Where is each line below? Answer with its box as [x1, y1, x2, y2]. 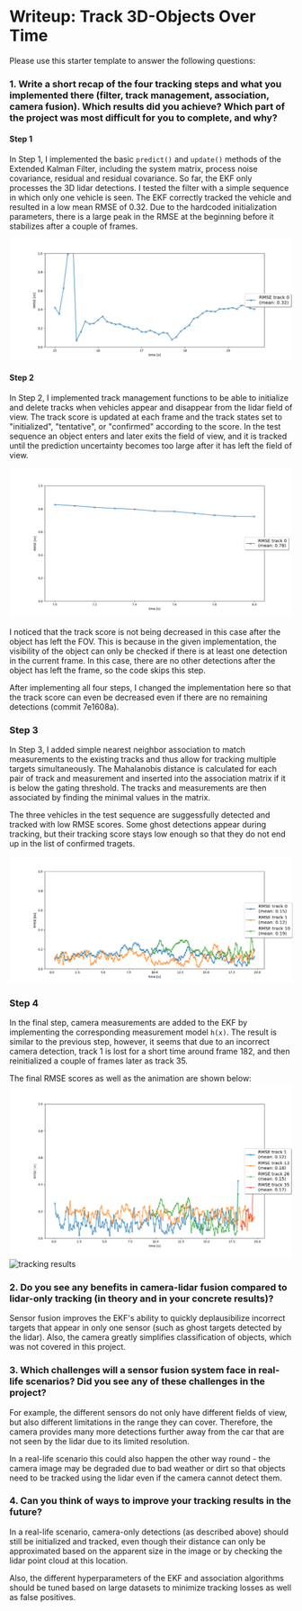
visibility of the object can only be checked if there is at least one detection [9, 646, 288, 656]
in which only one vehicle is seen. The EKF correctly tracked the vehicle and [9, 192, 292, 204]
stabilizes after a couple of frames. [9, 221, 138, 231]
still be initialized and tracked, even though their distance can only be [9, 1535, 266, 1546]
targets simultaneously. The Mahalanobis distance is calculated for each [9, 763, 277, 774]
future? [9, 1506, 43, 1518]
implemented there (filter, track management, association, [9, 88, 270, 101]
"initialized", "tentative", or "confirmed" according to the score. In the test [9, 421, 281, 431]
